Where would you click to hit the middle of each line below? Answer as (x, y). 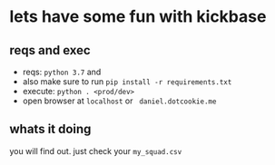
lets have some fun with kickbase (138, 17)
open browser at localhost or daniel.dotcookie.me (119, 101)
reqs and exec (50, 50)
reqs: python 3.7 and (62, 72)
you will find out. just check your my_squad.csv (96, 150)
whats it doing (50, 129)
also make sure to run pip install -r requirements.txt (127, 82)
